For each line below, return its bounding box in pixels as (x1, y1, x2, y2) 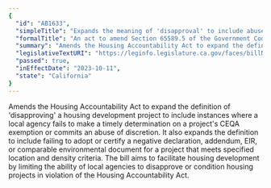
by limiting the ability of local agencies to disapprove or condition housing (8, 161, 254, 171)
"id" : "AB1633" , (15, 19, 70, 27)
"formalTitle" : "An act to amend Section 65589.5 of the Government (15, 34, 251, 43)
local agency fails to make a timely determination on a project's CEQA (8, 119, 240, 128)
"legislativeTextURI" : (15, 49, 92, 57)
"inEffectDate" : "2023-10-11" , (15, 65, 121, 73)
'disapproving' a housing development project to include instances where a (8, 110, 258, 119)
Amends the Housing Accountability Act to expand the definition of (8, 102, 231, 111)
